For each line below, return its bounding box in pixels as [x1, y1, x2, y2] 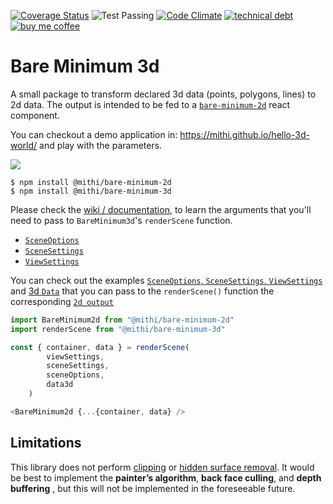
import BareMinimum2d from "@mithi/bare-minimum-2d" [10, 315, 235, 325]
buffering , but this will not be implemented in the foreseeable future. [10, 482, 296, 494]
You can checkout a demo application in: [10, 128, 178, 140]
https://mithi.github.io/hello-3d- [179, 128, 310, 140]
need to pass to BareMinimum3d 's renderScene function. [10, 214, 233, 226]
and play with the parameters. [39, 139, 163, 151]
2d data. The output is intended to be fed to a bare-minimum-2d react [10, 98, 291, 110]
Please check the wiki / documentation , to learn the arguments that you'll [10, 203, 312, 215]
